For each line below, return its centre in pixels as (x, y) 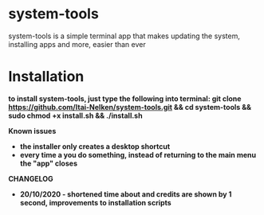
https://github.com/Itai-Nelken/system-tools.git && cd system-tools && (130, 107)
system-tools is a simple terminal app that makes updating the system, (124, 36)
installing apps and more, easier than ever (77, 44)
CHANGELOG (31, 178)
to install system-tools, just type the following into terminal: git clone (125, 98)
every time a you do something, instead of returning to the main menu (138, 154)
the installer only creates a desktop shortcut (95, 146)
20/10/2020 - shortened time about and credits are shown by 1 (126, 194)
